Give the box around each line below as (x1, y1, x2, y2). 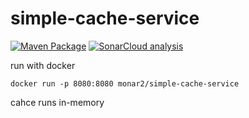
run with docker (10, 59, 76, 71)
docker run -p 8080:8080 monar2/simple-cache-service (10, 78, 240, 89)
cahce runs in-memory (10, 96, 105, 108)
